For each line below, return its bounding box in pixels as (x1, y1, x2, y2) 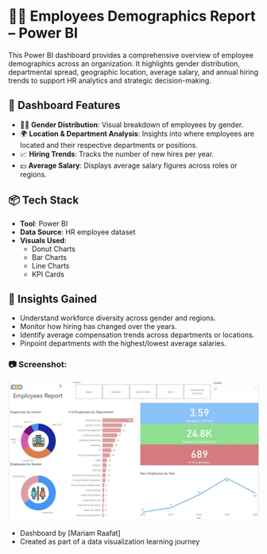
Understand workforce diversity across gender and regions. (19, 313, 216, 323)
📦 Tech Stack (8, 194, 79, 207)
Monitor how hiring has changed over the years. (19, 322, 177, 331)
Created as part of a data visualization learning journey (19, 537, 200, 547)
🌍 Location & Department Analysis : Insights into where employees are (19, 129, 254, 138)
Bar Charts (31, 252, 68, 262)
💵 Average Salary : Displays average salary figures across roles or (19, 161, 238, 170)
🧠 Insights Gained (8, 292, 98, 305)
